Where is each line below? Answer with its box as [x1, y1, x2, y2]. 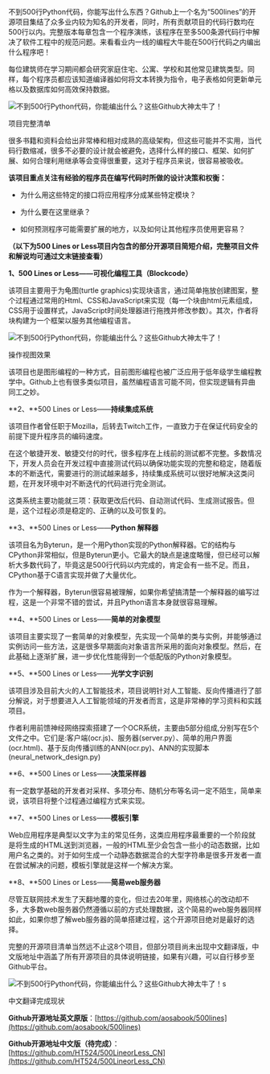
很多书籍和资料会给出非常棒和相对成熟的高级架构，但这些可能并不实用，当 [8, 136, 255, 145]
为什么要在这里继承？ [19, 208, 91, 216]
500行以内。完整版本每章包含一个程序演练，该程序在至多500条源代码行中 [8, 27, 253, 36]
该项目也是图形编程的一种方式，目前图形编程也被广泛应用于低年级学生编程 [8, 367, 255, 377]
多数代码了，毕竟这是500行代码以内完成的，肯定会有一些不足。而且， [22, 560, 254, 570]
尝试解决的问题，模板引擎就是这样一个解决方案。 [14, 860, 178, 870]
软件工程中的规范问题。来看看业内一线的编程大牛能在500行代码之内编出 [22, 37, 261, 47]
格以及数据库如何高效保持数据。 [8, 84, 114, 94]
